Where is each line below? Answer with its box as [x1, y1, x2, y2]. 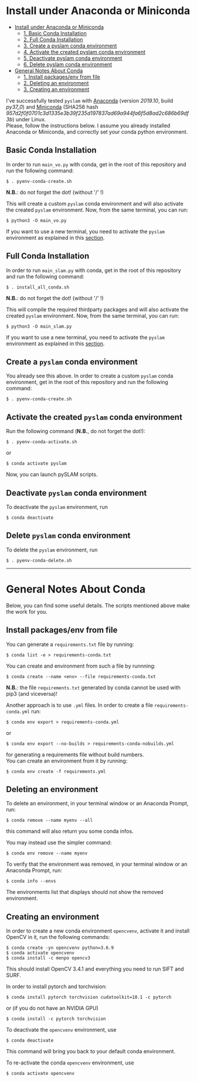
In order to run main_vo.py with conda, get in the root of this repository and [6, 161, 186, 168]
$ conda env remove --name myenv [6, 850, 88, 856]
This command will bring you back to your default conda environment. [6, 1048, 176, 1055]
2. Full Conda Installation [23, 36, 83, 43]
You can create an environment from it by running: [6, 757, 128, 764]
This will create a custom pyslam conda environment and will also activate [6, 200, 184, 207]
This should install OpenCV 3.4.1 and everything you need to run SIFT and [6, 965, 184, 972]
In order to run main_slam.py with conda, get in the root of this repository [6, 267, 181, 274]
